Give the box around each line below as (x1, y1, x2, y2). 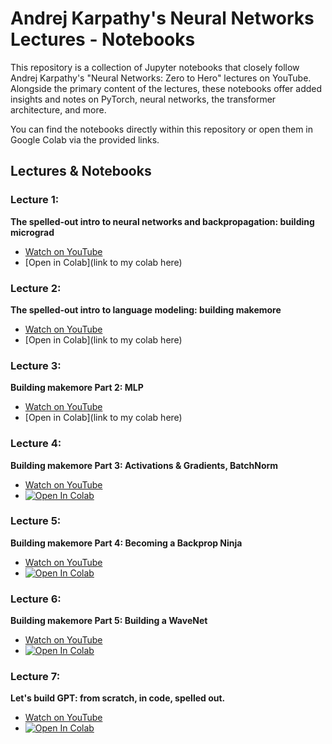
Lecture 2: (10, 281, 62, 295)
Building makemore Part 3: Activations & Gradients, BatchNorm (10, 459, 279, 471)
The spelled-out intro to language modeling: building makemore (10, 303, 282, 316)
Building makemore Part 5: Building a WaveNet (10, 615, 208, 627)
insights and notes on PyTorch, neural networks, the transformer (10, 93, 277, 105)
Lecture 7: (10, 670, 61, 684)
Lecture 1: (10, 193, 60, 207)
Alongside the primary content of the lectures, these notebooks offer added (10, 82, 323, 94)
